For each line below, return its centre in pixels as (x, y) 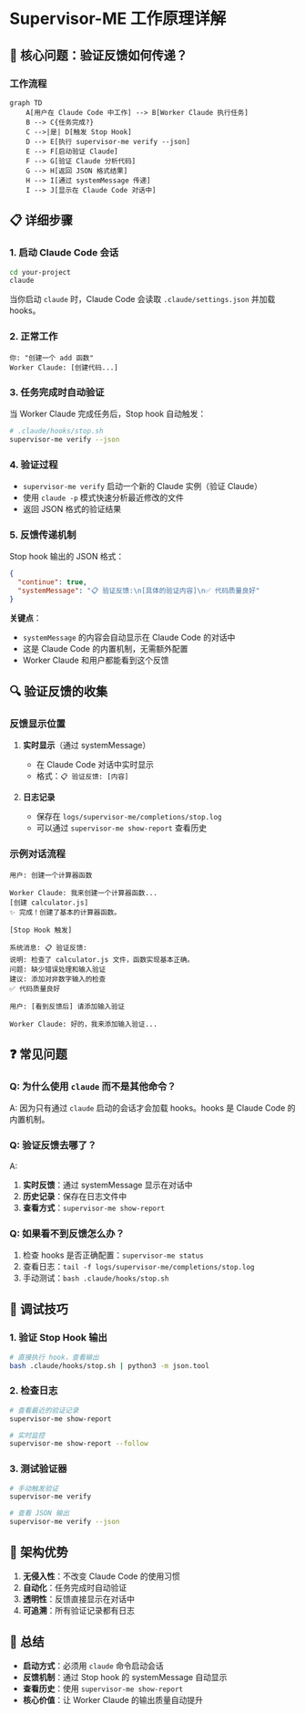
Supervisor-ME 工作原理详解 (118, 19)
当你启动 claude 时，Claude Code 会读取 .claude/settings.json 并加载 (142, 299)
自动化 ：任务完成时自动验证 (75, 1587)
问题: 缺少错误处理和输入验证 (58, 969)
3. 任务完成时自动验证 (57, 392)
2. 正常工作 (34, 337)
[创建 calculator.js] (49, 903)
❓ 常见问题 (39, 1055)
